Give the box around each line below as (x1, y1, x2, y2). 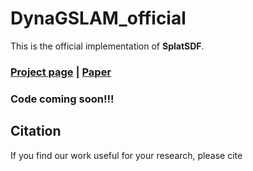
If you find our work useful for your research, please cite (10, 149, 243, 161)
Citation (10, 123, 62, 140)
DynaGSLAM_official (10, 7, 187, 30)
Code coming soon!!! (10, 92, 115, 106)
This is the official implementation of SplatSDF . (10, 40, 205, 52)
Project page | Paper (10, 65, 112, 79)
